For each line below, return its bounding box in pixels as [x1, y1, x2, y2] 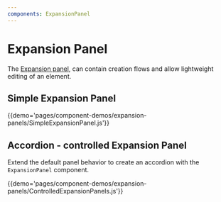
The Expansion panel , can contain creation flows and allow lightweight [7, 64, 214, 73]
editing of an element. [7, 72, 72, 80]
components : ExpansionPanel [7, 10, 91, 18]
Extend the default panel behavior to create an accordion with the [7, 158, 200, 167]
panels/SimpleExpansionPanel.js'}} [7, 118, 110, 128]
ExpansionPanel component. [7, 166, 90, 174]
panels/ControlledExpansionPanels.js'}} [7, 187, 124, 196]
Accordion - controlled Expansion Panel [7, 139, 187, 151]
